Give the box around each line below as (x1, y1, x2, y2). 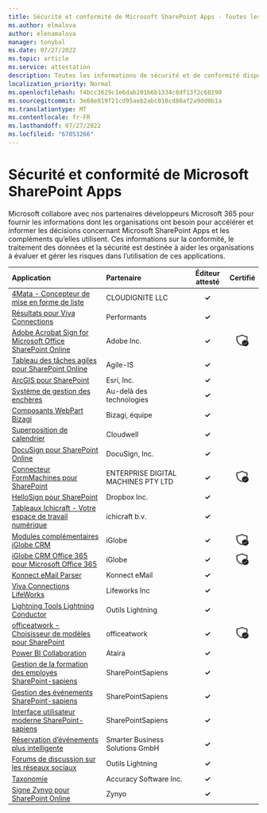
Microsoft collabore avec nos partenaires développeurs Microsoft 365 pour (8, 208, 254, 218)
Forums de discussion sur (11, 754, 96, 764)
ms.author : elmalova (8, 21, 77, 29)
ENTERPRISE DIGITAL (106, 469, 177, 478)
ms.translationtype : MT (8, 105, 87, 113)
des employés (11, 668, 58, 678)
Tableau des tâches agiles (11, 356, 97, 365)
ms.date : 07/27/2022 (8, 46, 77, 55)
